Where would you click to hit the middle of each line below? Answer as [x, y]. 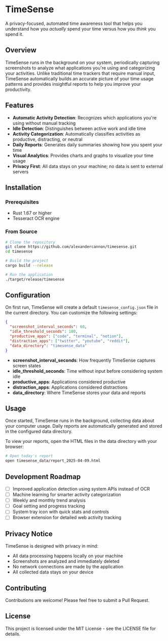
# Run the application [29, 275]
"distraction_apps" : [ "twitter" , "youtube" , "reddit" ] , [70, 341]
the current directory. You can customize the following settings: [71, 313]
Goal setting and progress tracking [49, 506]
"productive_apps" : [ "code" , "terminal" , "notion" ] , [67, 336]
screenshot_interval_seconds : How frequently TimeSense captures [84, 360]
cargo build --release [29, 266]
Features [19, 105]
